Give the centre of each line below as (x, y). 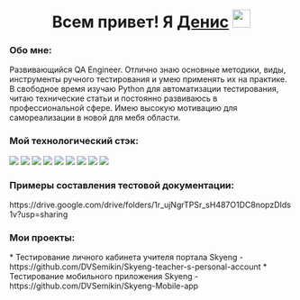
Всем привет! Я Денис (141, 22)
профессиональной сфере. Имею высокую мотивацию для (123, 108)
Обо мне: (31, 50)
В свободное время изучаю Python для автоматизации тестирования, (144, 89)
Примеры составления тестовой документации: (122, 185)
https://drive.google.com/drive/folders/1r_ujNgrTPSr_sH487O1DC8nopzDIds (150, 205)
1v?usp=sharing (39, 214)
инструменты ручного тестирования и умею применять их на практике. (149, 79)
